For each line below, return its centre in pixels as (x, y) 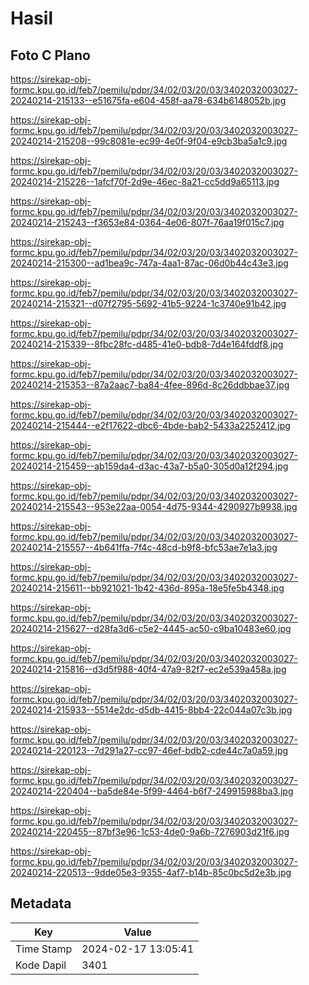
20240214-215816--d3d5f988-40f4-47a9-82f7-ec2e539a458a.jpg (148, 669)
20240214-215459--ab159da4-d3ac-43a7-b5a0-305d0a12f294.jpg (149, 466)
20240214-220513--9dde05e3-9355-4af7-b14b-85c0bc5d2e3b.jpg (151, 872)
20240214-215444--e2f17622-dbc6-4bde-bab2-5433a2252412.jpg (150, 425)
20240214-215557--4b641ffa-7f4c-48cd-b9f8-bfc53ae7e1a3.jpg (144, 547)
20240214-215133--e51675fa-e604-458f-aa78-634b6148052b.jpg (148, 100)
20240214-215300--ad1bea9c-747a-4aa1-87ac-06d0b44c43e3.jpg (149, 263)
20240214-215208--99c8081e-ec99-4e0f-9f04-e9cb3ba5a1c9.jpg (149, 141)
